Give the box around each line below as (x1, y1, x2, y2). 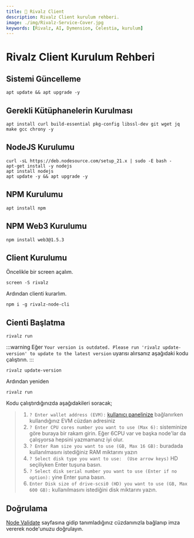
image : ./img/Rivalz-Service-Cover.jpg (6, 19, 104, 25)
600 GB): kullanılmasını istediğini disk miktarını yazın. (29, 486, 158, 493)
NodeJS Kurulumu (6, 142, 75, 152)
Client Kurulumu (6, 252, 68, 263)
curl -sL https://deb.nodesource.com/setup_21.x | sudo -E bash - (6, 158, 172, 164)
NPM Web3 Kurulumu (6, 221, 87, 231)
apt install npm (6, 205, 46, 211)
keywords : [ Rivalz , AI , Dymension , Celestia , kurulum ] (6, 25, 143, 31)
